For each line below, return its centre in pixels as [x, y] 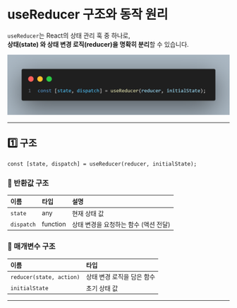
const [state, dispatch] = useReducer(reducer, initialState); [102, 164]
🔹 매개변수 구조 [31, 246]
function [54, 224]
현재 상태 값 [88, 213]
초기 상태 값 [102, 288]
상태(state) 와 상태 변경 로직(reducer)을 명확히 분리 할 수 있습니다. [98, 44]
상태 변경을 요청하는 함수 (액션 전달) [121, 224]
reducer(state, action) [45, 277]
